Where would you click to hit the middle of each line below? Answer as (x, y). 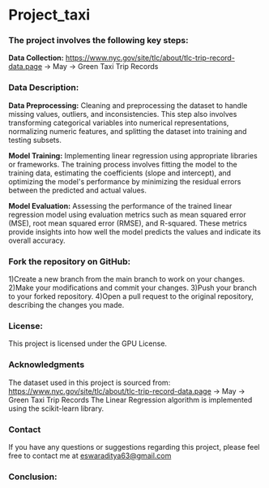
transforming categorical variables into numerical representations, (119, 123)
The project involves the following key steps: (98, 41)
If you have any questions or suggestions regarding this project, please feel (134, 447)
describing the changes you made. (66, 305)
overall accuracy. (37, 240)
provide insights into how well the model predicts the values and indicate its (135, 231)
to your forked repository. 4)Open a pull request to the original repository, (131, 296)
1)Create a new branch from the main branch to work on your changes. (127, 279)
